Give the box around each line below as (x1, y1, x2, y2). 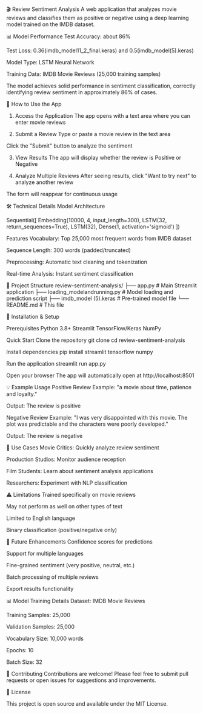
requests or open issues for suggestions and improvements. (6, 677, 156, 684)
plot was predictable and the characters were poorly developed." (6, 420, 168, 428)
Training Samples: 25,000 (6, 612, 71, 618)
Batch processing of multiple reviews (6, 573, 99, 581)
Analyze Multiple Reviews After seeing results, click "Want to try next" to (15, 172, 197, 179)
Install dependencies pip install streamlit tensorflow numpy (6, 349, 153, 355)
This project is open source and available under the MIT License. (6, 700, 168, 707)
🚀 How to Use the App (6, 100, 62, 107)
